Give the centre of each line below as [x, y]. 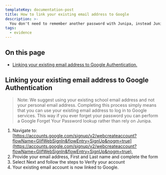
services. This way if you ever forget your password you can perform [88, 115]
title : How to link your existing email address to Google [67, 14]
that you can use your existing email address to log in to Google [82, 110]
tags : [11, 28]
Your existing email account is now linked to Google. [65, 167]
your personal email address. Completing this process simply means [87, 105]
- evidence [21, 33]
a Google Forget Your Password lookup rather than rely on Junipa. [84, 121]
